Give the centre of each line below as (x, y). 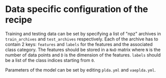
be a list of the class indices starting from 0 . (50, 60)
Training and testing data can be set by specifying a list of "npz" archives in (83, 33)
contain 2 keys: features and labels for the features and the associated (79, 44)
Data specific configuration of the (77, 9)
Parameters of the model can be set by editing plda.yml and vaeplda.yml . (80, 70)
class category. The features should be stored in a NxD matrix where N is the (83, 49)
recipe (19, 20)
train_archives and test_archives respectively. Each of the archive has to (82, 39)
